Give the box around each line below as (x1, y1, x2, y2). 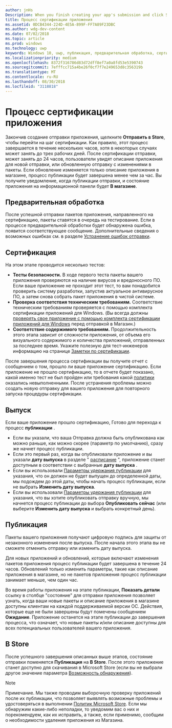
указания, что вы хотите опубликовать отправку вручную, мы (12, 495, 149, 501)
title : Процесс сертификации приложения (5, 17, 93, 22)
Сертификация (5, 248, 56, 257)
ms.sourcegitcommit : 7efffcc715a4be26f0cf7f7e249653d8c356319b (5, 65, 143, 70)
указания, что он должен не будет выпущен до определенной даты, (12, 473, 162, 479)
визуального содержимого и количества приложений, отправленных (12, 337, 165, 343)
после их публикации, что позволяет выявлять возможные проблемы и (5, 695, 162, 701)
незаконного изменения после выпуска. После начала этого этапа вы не (5, 540, 165, 546)
